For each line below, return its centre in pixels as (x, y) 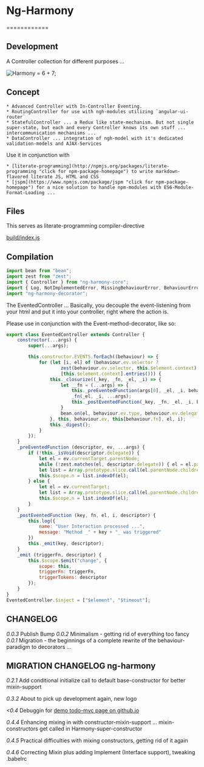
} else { (39, 482)
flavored (17, 177)
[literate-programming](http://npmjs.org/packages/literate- (91, 166)
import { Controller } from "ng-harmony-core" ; (68, 282)
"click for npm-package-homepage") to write (96, 171)
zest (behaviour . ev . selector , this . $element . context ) (129, 368)
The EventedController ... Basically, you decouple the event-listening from (99, 305)
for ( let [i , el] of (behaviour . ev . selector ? (99, 363)
